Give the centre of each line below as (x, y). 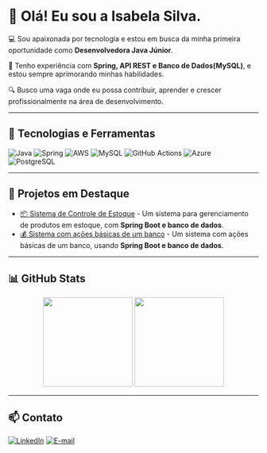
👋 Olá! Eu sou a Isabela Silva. (104, 16)
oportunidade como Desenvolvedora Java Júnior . (91, 50)
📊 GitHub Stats (47, 279)
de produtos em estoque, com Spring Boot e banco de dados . (122, 225)
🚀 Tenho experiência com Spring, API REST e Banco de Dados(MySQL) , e (130, 65)
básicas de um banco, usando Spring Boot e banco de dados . (122, 245)
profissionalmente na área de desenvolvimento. (86, 101)
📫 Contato (36, 418)
